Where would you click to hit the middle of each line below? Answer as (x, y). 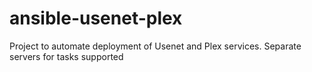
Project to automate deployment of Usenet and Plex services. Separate (155, 46)
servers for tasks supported (66, 56)
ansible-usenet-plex (96, 18)
